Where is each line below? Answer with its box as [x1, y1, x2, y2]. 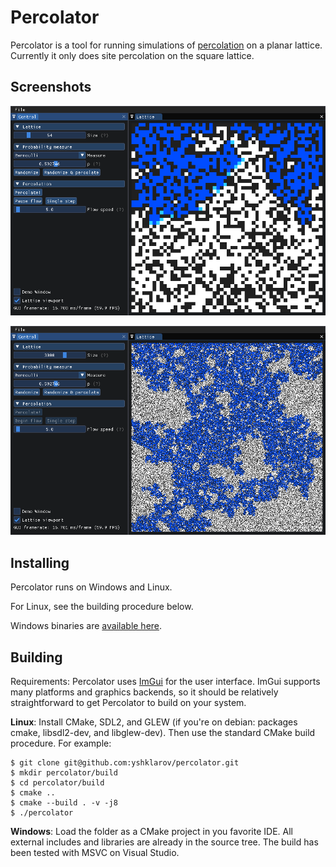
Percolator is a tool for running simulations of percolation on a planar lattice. [10, 39, 323, 51]
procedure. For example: [10, 737, 112, 749]
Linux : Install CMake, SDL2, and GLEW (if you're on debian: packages [10, 716, 298, 728]
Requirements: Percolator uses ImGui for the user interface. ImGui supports [10, 676, 321, 687]
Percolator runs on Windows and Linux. [10, 581, 173, 593]
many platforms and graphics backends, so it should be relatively [10, 686, 279, 698]
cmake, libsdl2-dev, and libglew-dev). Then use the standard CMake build [10, 727, 316, 738]
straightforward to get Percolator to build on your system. [10, 697, 247, 708]
